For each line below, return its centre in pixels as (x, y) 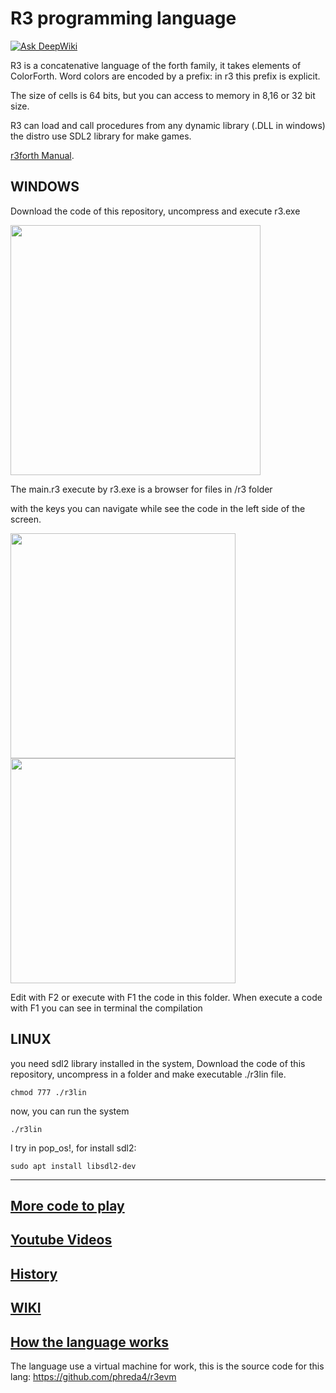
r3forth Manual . (42, 155)
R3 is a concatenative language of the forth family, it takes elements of (156, 65)
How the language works (89, 1342)
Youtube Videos (61, 1240)
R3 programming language (123, 18)
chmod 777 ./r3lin (48, 1092)
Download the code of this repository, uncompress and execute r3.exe (155, 211)
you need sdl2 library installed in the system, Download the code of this (158, 1063)
